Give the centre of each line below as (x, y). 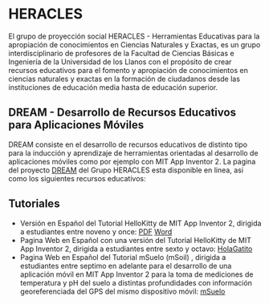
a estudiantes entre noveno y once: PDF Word (96, 231)
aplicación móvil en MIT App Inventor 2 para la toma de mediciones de (137, 274)
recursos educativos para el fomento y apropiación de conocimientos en (128, 70)
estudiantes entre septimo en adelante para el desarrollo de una (126, 265)
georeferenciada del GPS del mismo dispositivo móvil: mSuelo (122, 291)
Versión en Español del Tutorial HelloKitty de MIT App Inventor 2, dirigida (141, 223)
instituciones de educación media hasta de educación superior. (113, 87)
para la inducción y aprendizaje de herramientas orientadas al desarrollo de (133, 152)
